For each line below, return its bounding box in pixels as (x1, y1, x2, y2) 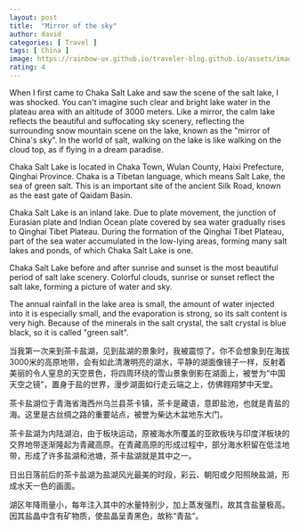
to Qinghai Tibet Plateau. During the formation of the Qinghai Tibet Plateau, (9, 226, 285, 236)
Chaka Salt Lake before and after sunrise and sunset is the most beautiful (9, 262, 279, 273)
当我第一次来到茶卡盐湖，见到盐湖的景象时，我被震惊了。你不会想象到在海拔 (9, 345, 290, 356)
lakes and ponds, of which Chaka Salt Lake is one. (9, 244, 194, 255)
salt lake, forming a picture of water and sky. (9, 281, 173, 292)
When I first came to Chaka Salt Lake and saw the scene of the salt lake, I (9, 87, 279, 98)
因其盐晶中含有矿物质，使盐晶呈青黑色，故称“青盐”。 (9, 510, 204, 521)
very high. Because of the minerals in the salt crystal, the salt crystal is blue (9, 318, 287, 328)
